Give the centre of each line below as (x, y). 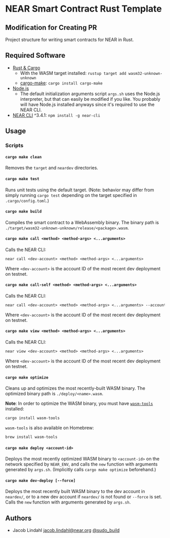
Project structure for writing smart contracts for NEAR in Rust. (70, 39)
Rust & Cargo (26, 68)
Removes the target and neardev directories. (52, 168)
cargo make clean (24, 157)
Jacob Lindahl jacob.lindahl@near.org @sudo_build (66, 530)
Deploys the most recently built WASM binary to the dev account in (75, 491)
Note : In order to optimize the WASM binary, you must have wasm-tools (79, 403)
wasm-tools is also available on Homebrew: (50, 428)
